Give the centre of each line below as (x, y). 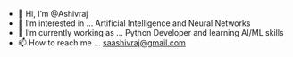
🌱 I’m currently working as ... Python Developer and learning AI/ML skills (151, 33)
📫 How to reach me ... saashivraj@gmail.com (101, 43)
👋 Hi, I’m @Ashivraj (53, 14)
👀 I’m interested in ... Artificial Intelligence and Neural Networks (134, 23)
